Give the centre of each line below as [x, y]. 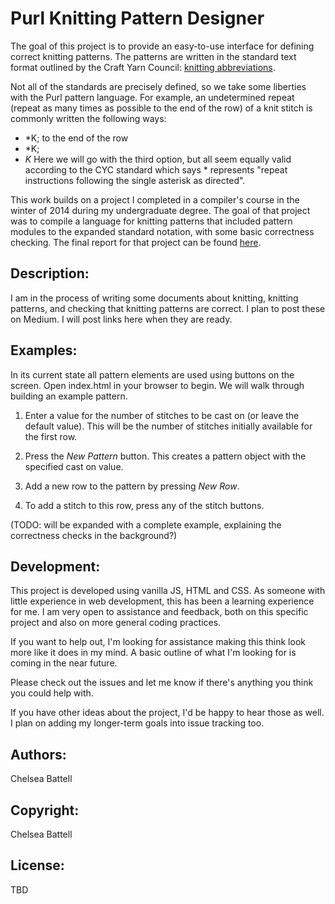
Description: [50, 273]
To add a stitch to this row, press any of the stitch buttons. [144, 505]
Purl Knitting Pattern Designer [137, 18]
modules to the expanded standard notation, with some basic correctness [162, 231]
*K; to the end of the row [76, 138]
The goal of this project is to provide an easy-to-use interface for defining [162, 46]
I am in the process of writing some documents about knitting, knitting [154, 298]
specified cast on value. [74, 466]
